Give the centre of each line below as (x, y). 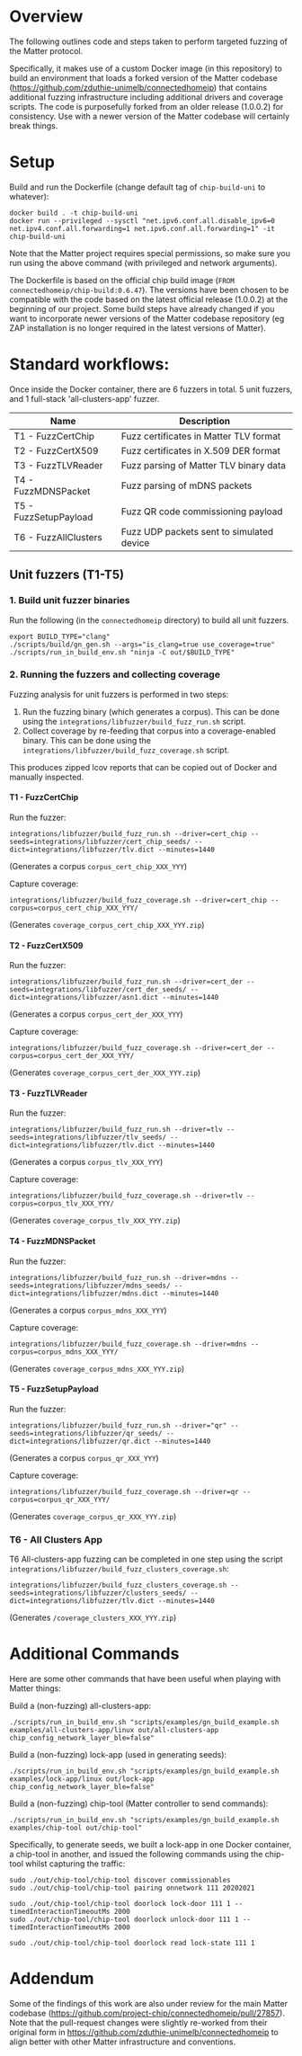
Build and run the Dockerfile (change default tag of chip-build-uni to (138, 187)
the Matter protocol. (46, 50)
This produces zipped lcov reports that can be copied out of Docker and (143, 767)
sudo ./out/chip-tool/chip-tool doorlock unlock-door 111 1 (124, 1920)
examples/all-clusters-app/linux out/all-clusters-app (114, 1731)
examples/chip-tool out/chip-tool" (76, 1828)
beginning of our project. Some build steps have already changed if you (142, 308)
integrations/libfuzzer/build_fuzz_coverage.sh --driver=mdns (128, 1344)
